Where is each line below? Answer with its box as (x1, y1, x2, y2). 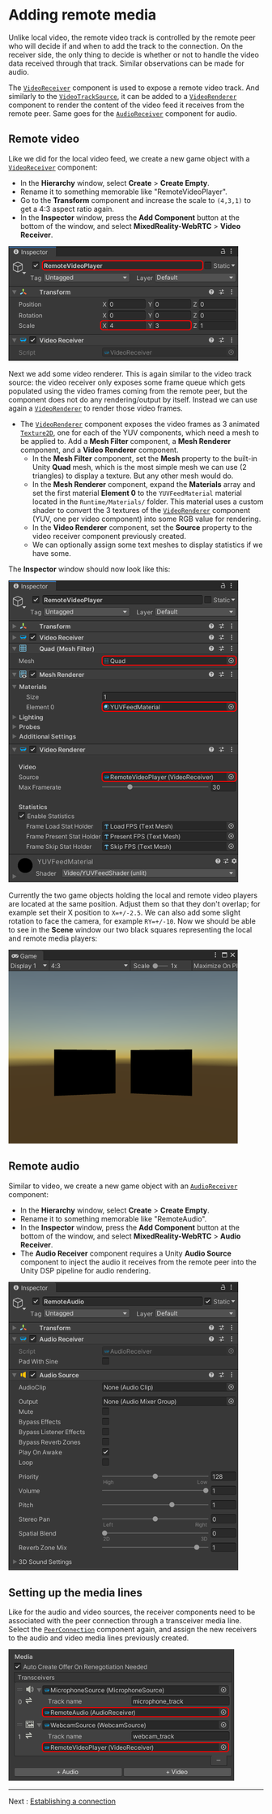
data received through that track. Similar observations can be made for (8, 58, 245, 68)
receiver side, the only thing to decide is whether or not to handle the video (8, 50, 259, 59)
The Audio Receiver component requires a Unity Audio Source (19, 1248, 232, 1258)
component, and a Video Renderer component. (19, 445, 179, 455)
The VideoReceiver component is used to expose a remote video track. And (8, 83, 260, 93)
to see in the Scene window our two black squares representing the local (8, 924, 253, 934)
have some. (32, 548, 71, 558)
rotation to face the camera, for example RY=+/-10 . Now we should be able (8, 916, 257, 926)
